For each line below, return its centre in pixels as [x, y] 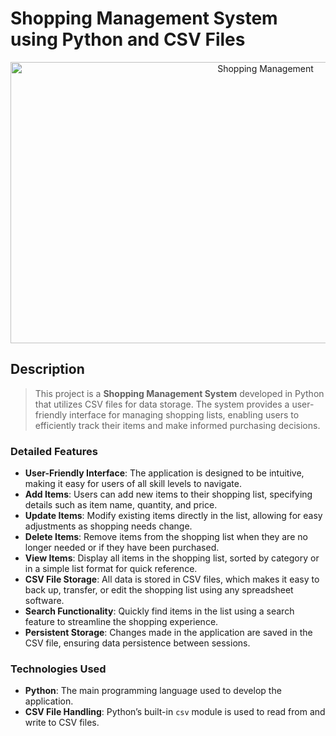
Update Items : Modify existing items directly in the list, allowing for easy [173, 516]
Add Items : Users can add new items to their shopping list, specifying [168, 494]
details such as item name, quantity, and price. [121, 505]
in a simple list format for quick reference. [111, 569]
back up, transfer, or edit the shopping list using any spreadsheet [159, 590]
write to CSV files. [62, 723]
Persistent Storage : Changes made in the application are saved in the [168, 633]
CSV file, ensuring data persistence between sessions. [137, 643]
